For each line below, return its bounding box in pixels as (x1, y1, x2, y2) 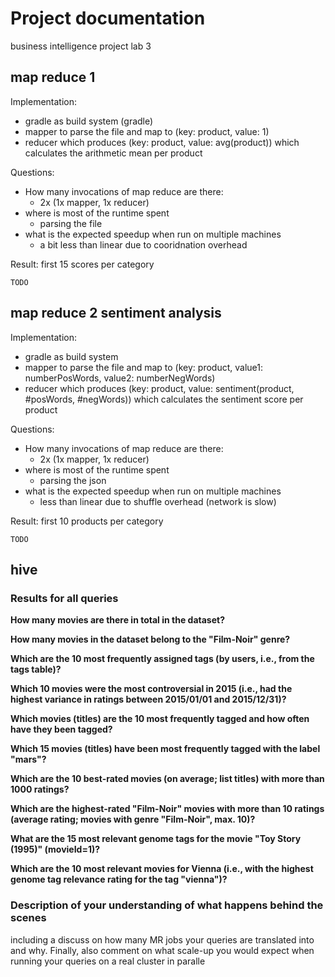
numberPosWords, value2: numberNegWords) (24, 372, 216, 384)
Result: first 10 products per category (10, 515, 164, 527)
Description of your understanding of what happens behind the (10, 898, 324, 912)
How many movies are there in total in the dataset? (10, 614, 225, 626)
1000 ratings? (10, 783, 70, 796)
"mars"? (10, 753, 47, 766)
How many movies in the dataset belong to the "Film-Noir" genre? (10, 633, 291, 646)
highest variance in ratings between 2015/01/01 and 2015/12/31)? (10, 693, 287, 706)
